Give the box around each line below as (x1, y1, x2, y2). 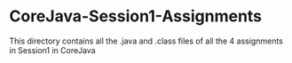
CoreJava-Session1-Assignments (9, 6, 263, 27)
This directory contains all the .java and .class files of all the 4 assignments (9, 35, 284, 46)
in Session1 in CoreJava (9, 44, 96, 55)
